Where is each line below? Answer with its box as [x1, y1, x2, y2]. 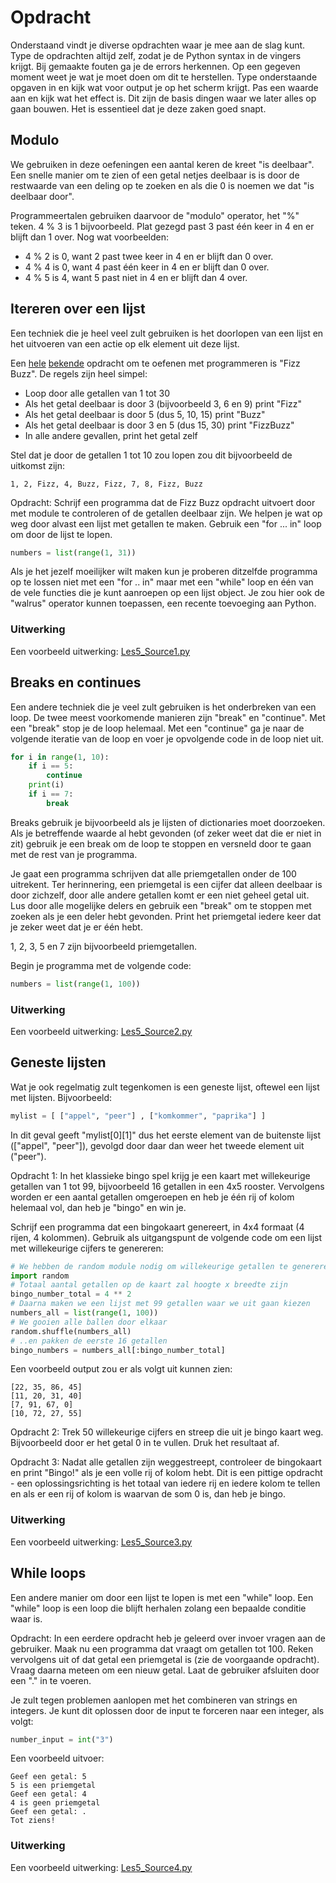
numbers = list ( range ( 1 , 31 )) [10, 547, 137, 558]
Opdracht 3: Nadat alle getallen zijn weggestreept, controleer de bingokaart [10, 1456, 322, 1468]
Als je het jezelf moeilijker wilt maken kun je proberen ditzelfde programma [10, 566, 318, 578]
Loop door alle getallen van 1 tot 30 [24, 387, 171, 399]
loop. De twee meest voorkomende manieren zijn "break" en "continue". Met [10, 711, 326, 723]
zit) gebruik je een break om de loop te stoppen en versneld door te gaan [10, 837, 312, 850]
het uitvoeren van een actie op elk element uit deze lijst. [10, 337, 240, 350]
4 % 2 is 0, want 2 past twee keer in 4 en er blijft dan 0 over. [24, 250, 274, 262]
